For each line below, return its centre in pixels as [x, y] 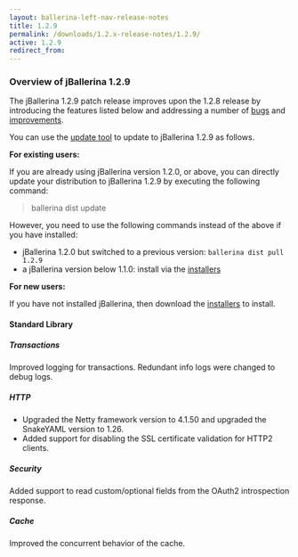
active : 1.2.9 [36, 42]
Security [25, 468]
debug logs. [31, 376]
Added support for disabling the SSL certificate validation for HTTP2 [147, 438]
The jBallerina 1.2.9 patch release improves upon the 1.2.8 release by [135, 101]
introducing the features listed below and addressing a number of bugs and [148, 111]
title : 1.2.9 [33, 26]
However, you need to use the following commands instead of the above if [145, 225]
